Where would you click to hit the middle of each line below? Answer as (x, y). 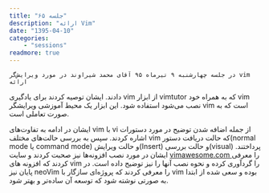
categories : (29, 38)
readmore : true (35, 53)
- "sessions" (45, 46)
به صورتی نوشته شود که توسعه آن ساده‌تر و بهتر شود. (89, 180)
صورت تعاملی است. (39, 114)
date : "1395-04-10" (42, 30)
